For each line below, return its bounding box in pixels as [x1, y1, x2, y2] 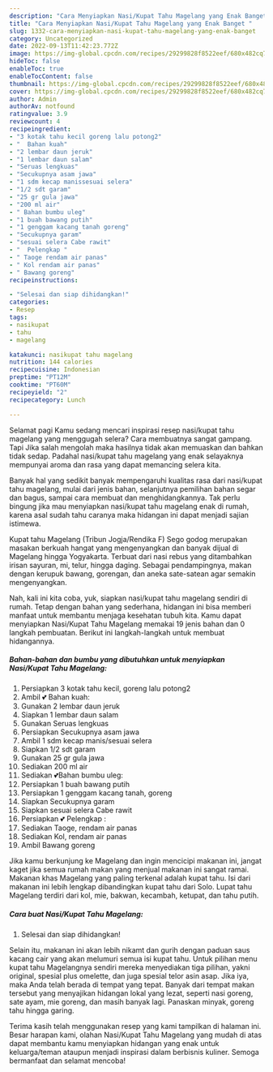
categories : [9, 298, 49, 307]
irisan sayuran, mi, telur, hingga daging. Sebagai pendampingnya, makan [9, 560, 252, 570]
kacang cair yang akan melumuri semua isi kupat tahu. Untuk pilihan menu [9, 954, 258, 964]
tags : [9, 313, 28, 321]
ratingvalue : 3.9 [9, 110, 68, 118]
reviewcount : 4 [9, 118, 61, 126]
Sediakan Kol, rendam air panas [20, 832, 127, 842]
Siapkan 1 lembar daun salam [20, 710, 119, 720]
